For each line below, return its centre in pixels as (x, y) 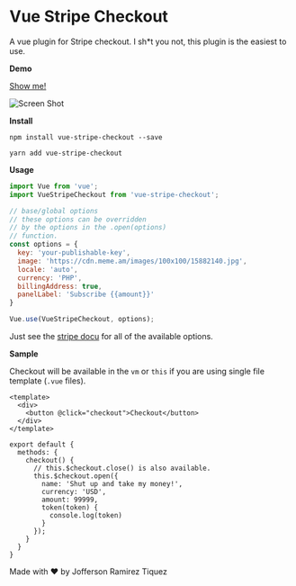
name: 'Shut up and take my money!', (112, 484)
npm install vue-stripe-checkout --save (86, 137)
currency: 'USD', (74, 492)
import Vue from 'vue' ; (54, 186)
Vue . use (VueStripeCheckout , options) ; (82, 320)
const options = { (44, 245)
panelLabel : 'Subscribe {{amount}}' (86, 294)
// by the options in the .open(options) (88, 228)
